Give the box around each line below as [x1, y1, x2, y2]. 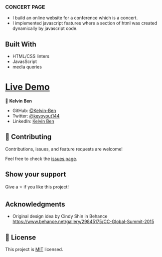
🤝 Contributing [5, 132, 52, 141]
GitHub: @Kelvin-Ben [12, 107, 56, 113]
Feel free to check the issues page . [5, 155, 77, 161]
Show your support [5, 170, 66, 178]
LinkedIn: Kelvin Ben [12, 118, 55, 124]
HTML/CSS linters [12, 53, 50, 59]
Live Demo [5, 81, 50, 93]
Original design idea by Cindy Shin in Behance [12, 213, 108, 219]
